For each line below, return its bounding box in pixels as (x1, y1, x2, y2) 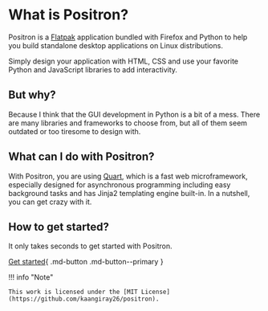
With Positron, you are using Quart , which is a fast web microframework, (8, 171, 249, 181)
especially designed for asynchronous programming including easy (8, 179, 231, 190)
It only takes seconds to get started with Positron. (8, 241, 173, 251)
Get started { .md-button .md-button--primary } (8, 257, 164, 267)
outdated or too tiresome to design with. (8, 126, 141, 136)
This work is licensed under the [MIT (8, 288, 138, 297)
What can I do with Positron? (8, 150, 155, 164)
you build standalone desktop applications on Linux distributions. (8, 40, 223, 50)
